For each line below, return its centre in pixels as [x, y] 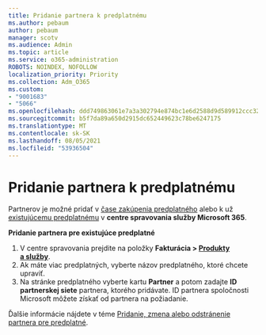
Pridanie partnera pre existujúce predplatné [82, 233]
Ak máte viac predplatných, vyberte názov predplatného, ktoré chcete [134, 265]
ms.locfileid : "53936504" [51, 148]
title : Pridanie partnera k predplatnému [78, 15]
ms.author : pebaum [38, 23]
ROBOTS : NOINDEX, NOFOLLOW [53, 67]
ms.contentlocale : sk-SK [49, 133]
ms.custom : [26, 89]
